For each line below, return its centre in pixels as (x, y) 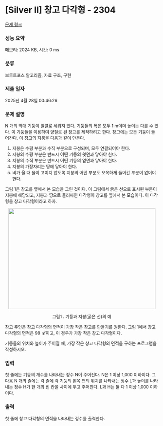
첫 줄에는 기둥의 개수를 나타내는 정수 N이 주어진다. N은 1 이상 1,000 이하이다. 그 (81, 375)
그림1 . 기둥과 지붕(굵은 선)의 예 (82, 316)
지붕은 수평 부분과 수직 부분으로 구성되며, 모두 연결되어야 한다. (71, 148)
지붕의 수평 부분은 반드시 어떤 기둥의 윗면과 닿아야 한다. (65, 154)
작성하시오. (16, 350)
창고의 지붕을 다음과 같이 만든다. (55, 138)
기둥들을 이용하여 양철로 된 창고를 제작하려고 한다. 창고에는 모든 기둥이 (83, 132)
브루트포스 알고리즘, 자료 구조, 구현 (38, 75)
